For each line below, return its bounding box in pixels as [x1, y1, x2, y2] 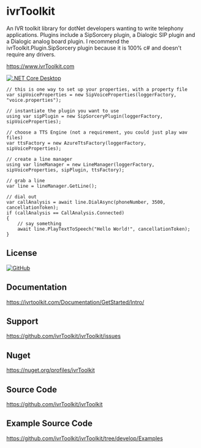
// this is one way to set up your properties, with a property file [6, 86, 188, 93]
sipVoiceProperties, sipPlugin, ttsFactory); [6, 167, 124, 173]
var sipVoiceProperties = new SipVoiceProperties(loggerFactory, [6, 91, 176, 98]
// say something [17, 220, 62, 226]
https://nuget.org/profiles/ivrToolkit [6, 366, 95, 374]
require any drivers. [6, 50, 56, 58]
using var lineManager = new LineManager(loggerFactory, [6, 161, 155, 168]
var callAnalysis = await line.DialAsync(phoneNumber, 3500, [6, 199, 166, 205]
